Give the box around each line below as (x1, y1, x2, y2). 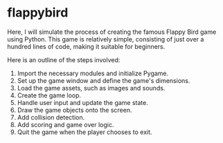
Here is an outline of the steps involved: (7, 55, 121, 64)
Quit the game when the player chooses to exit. (17, 128, 152, 136)
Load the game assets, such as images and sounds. (17, 84, 166, 92)
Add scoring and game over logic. (17, 120, 114, 128)
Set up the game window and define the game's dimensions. (17, 76, 190, 84)
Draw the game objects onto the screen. (17, 106, 132, 114)
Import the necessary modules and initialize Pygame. (17, 69, 169, 77)
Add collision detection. (17, 113, 85, 122)
